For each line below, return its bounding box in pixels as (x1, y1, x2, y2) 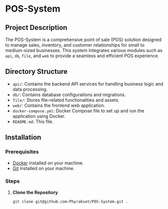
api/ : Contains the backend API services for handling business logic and (12, 80, 163, 87)
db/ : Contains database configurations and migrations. (12, 92, 126, 98)
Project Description (5, 23, 68, 32)
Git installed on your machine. (12, 165, 75, 171)
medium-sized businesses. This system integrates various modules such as (5, 48, 163, 53)
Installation (5, 133, 41, 142)
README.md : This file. (12, 118, 54, 124)
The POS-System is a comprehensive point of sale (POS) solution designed (5, 36, 161, 43)
